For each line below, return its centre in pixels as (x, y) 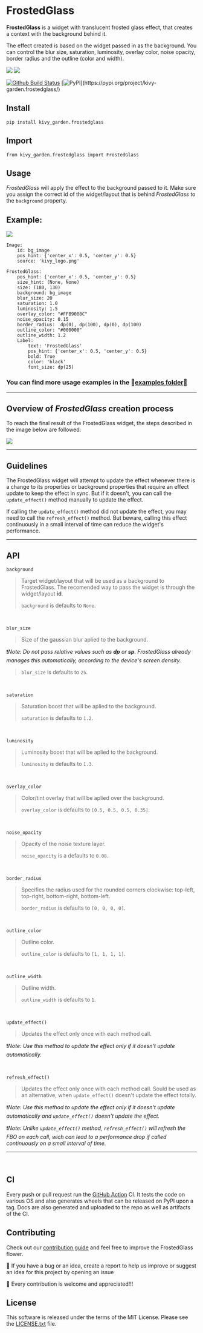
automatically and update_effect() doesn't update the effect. (83, 1116)
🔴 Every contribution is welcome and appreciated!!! (70, 1284)
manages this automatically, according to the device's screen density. (94, 660)
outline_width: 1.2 (42, 335)
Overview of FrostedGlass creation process (90, 408)
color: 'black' (47, 362)
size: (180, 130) (39, 288)
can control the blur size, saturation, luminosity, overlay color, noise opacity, (101, 52)
